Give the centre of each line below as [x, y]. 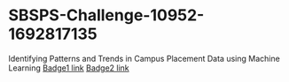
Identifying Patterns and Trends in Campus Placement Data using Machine [144, 58]
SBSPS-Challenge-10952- [106, 15]
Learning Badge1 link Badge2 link [69, 68]
